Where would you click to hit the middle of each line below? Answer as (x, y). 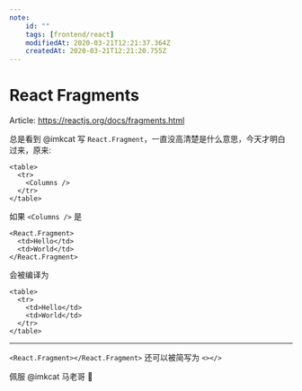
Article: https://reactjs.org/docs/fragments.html (97, 120)
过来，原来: (31, 150)
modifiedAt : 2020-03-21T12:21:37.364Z (98, 43)
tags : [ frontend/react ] (70, 34)
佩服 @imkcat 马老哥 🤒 (51, 377)
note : (19, 18)
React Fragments (74, 96)
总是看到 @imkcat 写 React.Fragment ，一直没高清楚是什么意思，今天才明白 (147, 139)
